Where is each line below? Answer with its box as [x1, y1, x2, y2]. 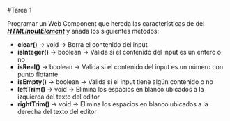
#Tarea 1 [7, 6, 32, 14]
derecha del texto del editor [17, 108, 98, 115]
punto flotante [17, 70, 59, 78]
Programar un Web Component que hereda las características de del [7, 20, 205, 27]
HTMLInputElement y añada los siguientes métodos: [7, 27, 159, 35]
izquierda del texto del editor [17, 92, 100, 101]
